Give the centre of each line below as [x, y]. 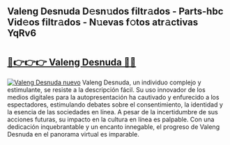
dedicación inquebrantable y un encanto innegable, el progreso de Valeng [114, 127]
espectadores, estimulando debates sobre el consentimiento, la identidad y [115, 105]
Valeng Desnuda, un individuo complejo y [142, 82]
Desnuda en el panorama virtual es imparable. [73, 134]
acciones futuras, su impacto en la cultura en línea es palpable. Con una [111, 119]
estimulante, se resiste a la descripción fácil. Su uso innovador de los [106, 90]
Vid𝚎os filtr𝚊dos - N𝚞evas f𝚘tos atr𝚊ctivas [103, 23]
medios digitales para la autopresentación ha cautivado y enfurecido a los [113, 97]
